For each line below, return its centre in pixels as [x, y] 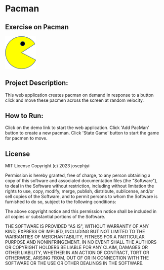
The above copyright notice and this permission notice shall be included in [81, 211]
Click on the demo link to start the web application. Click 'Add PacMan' [77, 128]
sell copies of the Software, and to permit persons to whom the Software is [82, 197]
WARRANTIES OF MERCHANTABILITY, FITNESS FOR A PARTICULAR [75, 237]
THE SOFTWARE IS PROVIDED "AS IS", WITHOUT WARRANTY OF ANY [77, 226]
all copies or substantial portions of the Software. [55, 217]
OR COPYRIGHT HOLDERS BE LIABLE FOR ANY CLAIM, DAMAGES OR [77, 247]
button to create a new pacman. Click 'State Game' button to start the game [82, 133]
